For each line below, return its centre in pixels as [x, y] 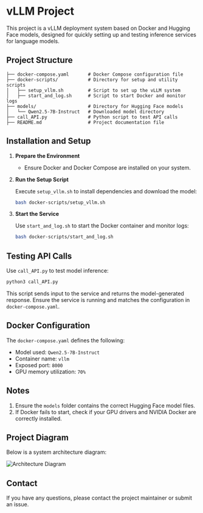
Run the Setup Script [42, 179]
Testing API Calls [39, 256]
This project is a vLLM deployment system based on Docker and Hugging [98, 28]
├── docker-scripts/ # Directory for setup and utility [92, 80]
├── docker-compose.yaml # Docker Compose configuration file [95, 74]
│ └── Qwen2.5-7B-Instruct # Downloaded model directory [85, 112]
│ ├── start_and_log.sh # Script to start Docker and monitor [96, 96]
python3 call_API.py [33, 282]
